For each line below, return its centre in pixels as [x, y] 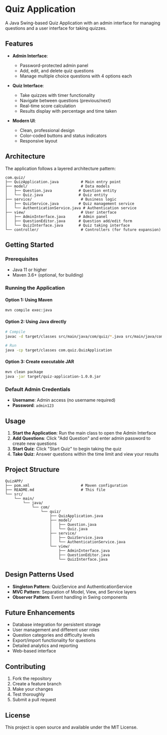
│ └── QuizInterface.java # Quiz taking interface [68, 225]
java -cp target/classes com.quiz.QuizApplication [59, 350]
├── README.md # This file [55, 490]
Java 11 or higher [30, 270]
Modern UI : [24, 121]
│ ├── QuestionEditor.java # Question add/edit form [69, 221]
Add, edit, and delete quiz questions [57, 71]
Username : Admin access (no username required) [64, 400]
